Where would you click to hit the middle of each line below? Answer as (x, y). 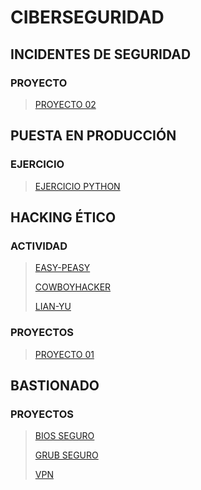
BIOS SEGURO (64, 436)
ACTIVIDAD (39, 246)
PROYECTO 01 (64, 354)
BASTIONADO (55, 385)
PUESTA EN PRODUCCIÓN (93, 136)
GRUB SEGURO (66, 455)
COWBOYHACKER (73, 287)
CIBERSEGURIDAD (87, 17)
